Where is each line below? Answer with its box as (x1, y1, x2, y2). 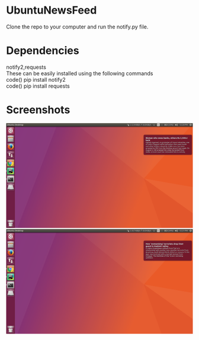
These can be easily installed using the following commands (6, 69, 153, 77)
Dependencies (6, 44, 79, 57)
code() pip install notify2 (6, 76, 66, 83)
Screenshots (6, 103, 70, 117)
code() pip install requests (6, 82, 70, 89)
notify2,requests (6, 63, 46, 70)
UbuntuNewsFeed (6, 4, 97, 17)
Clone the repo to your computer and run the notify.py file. (6, 23, 149, 30)
